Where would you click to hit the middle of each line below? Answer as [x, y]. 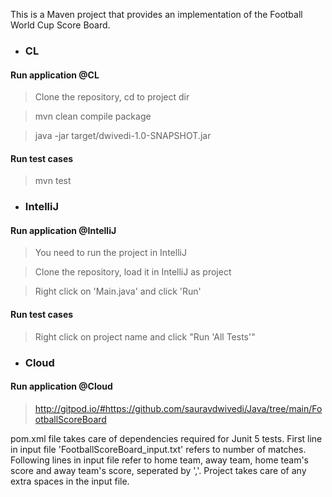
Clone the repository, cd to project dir [112, 97]
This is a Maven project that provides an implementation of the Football [156, 14]
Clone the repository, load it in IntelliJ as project [133, 272]
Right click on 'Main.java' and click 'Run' [118, 291]
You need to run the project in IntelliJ [110, 253]
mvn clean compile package [93, 116]
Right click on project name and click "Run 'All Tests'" [145, 336]
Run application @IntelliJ [63, 230]
